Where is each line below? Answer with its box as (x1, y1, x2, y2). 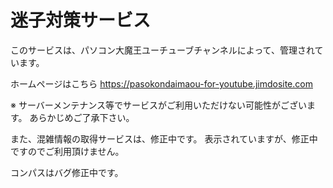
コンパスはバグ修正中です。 (10, 166, 124, 178)
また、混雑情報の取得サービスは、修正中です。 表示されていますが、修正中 (10, 132, 318, 145)
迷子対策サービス (10, 9, 152, 32)
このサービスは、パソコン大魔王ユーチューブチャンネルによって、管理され (10, 44, 315, 56)
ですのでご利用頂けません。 (10, 145, 125, 157)
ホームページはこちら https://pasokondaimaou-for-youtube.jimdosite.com (10, 77, 313, 90)
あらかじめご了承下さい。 (29, 111, 135, 123)
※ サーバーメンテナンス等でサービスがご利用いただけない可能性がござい (10, 99, 307, 111)
